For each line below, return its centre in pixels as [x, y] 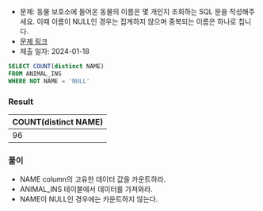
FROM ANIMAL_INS [35, 74]
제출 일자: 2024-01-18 [54, 51]
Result [21, 102]
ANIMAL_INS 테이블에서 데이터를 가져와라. [86, 190]
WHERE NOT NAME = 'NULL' [49, 81]
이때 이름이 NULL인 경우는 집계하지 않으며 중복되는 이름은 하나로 [137, 21]
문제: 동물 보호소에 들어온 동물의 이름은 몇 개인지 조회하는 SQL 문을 [124, 12]
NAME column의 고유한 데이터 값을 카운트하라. [93, 179]
